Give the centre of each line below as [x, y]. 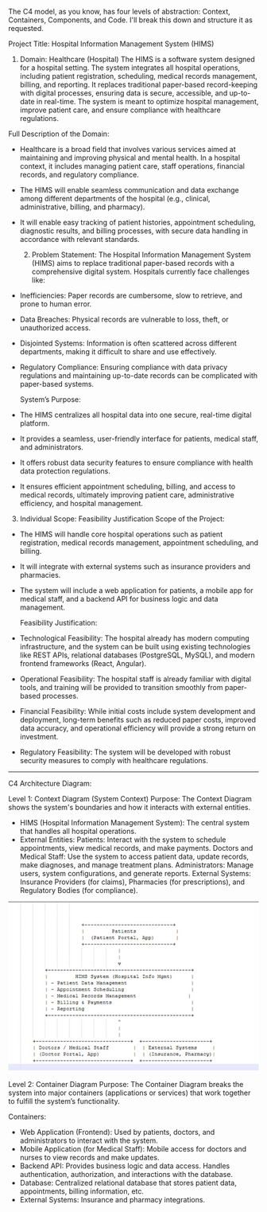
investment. [39, 737]
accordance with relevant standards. [80, 239]
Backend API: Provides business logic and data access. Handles [125, 1166]
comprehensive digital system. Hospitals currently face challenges [141, 271]
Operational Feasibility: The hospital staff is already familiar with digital [135, 679]
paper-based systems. [56, 384]
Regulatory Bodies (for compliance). [79, 890]
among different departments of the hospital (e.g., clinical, [115, 199]
